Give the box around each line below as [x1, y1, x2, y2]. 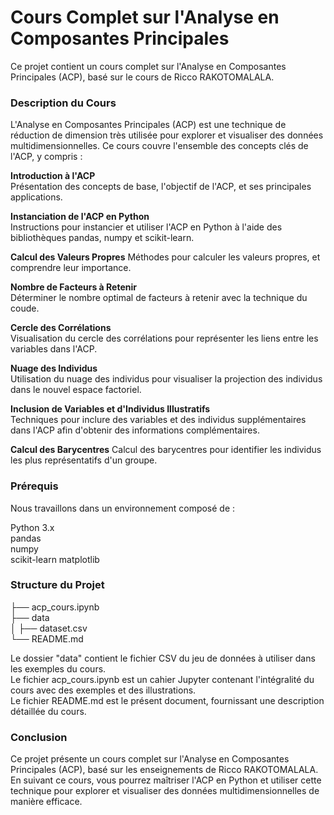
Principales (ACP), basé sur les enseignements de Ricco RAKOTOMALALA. [10, 764, 319, 776]
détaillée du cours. [10, 705, 87, 717]
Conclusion [10, 730, 68, 744]
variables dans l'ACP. [10, 343, 98, 355]
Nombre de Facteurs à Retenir [10, 281, 137, 293]
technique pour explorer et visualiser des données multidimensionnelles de [10, 785, 320, 797]
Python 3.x [10, 521, 55, 533]
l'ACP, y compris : [10, 151, 83, 163]
